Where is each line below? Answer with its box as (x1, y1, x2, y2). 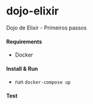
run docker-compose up (14, 78, 71, 85)
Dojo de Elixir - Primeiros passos (6, 24, 87, 31)
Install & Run (6, 65, 38, 72)
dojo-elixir (6, 4, 59, 18)
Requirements (6, 38, 43, 45)
